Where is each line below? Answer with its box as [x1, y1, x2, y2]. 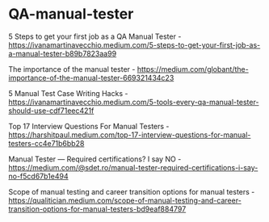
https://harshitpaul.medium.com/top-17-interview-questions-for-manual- [8, 130, 251, 140]
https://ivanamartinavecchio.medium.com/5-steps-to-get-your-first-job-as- [8, 40, 261, 49]
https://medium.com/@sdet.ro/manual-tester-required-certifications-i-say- [8, 162, 258, 172]
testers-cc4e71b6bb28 [8, 138, 85, 148]
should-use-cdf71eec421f [8, 106, 95, 115]
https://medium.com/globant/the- [137, 64, 249, 73]
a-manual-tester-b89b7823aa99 [8, 48, 117, 58]
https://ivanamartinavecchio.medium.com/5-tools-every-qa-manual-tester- [8, 97, 259, 107]
